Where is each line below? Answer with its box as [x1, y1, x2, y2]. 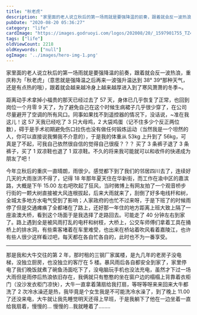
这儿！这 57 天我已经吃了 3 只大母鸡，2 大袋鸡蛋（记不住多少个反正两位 [6, 118, 180, 125]
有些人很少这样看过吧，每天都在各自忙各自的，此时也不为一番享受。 [6, 233, 171, 241]
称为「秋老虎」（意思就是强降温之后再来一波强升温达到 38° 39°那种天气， [11, 76, 189, 83]
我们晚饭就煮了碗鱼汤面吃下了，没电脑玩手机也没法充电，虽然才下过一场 [16, 266, 191, 273]
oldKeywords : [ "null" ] [6, 47, 62, 53]
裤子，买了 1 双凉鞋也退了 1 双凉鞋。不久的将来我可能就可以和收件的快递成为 [6, 147, 191, 154]
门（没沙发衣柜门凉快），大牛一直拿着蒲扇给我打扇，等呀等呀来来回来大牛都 [6, 280, 189, 287]
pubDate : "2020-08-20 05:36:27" [6, 19, 85, 25]
